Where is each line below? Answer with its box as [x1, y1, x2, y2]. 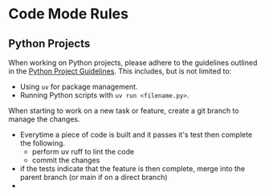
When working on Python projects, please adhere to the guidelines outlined [8, 58, 258, 67]
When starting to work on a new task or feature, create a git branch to [8, 106, 239, 115]
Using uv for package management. [19, 82, 138, 91]
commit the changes [31, 155, 100, 165]
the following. [19, 138, 66, 148]
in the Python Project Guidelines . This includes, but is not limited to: [8, 66, 232, 76]
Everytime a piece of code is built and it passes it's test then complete [19, 130, 253, 139]
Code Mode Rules [8, 5, 128, 23]
